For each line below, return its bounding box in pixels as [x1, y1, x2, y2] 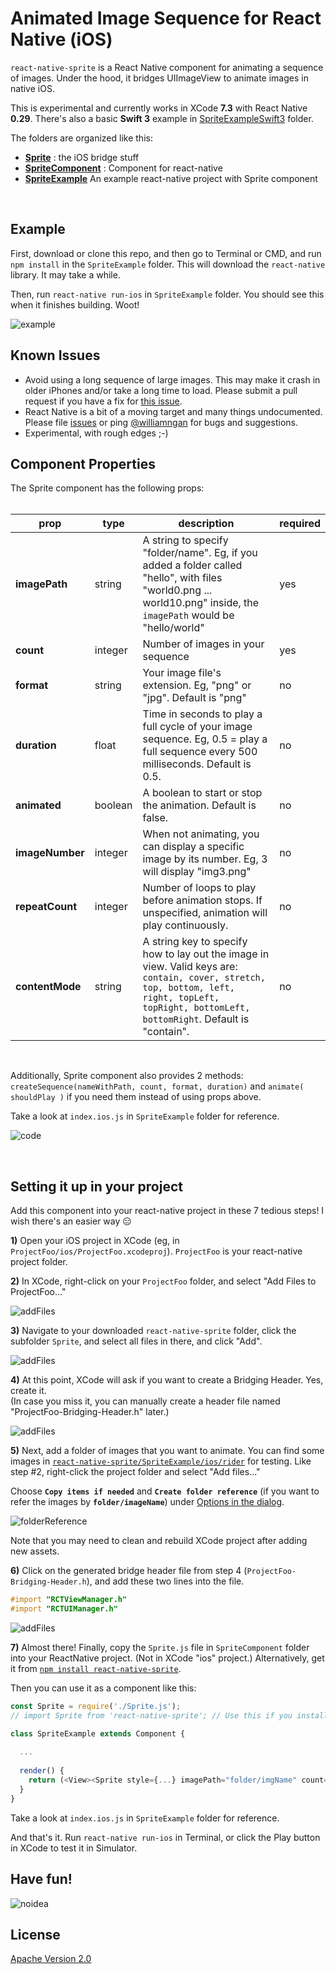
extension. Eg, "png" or [142, 678, 252, 692]
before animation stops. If [142, 893, 263, 907]
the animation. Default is [142, 798, 257, 812]
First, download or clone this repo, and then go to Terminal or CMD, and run [10, 247, 322, 259]
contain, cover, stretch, [142, 972, 266, 984]
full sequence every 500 [142, 745, 258, 759]
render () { [19, 1766, 65, 1776]
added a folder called [142, 558, 243, 572]
